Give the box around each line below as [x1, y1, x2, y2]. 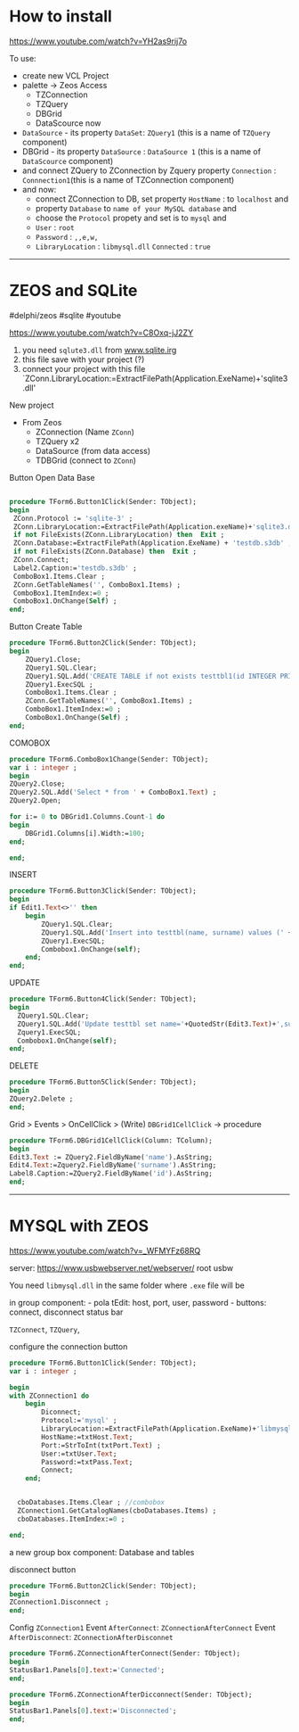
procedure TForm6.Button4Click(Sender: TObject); [9, 994, 198, 1004]
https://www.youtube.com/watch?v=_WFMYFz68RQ [9, 1245, 201, 1256]
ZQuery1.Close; [25, 655, 82, 664]
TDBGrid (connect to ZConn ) [35, 455, 136, 466]
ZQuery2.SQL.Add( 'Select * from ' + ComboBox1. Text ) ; [9, 788, 217, 797]
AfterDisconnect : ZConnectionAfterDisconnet [9, 1632, 174, 1643]
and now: [21, 184, 57, 194]
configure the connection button [9, 1340, 128, 1352]
